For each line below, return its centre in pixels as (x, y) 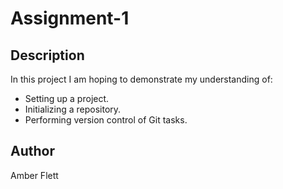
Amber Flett (34, 175)
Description (47, 55)
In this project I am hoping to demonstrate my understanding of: (141, 79)
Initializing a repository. (73, 109)
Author (32, 151)
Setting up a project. (67, 98)
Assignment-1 (70, 18)
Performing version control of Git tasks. (106, 120)
